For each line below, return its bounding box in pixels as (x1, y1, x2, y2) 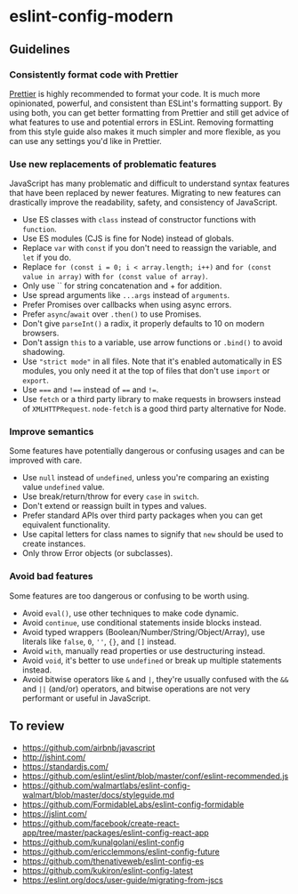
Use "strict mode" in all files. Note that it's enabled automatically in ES (21, 356, 283, 366)
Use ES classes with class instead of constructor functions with (21, 214, 256, 225)
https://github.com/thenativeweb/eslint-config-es (21, 856, 205, 866)
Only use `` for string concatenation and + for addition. (21, 280, 222, 291)
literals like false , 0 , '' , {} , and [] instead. (21, 636, 177, 647)
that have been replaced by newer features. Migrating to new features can (9, 188, 282, 198)
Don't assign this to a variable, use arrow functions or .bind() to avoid (21, 337, 283, 348)
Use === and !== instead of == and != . (21, 384, 159, 395)
